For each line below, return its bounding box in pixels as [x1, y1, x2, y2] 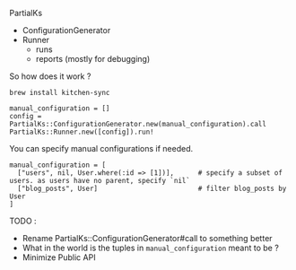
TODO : [9, 215, 38, 226]
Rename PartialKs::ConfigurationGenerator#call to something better [22, 233, 273, 243]
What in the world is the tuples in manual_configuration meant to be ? [22, 242, 280, 253]
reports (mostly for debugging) [35, 54, 151, 64]
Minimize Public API [22, 252, 96, 263]
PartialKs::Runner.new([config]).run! [9, 127, 154, 136]
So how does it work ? [9, 71, 91, 82]
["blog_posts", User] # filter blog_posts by [17, 184, 287, 193]
